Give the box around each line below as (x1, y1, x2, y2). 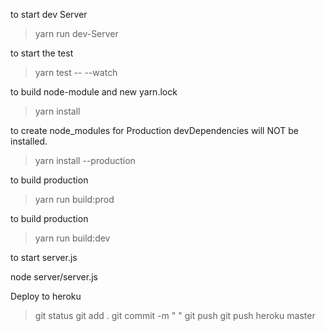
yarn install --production (34, 155, 136, 166)
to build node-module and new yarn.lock (10, 86, 178, 98)
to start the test (10, 47, 74, 59)
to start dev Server (10, 9, 88, 20)
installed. (10, 135, 48, 147)
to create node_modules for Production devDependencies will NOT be (10, 125, 299, 136)
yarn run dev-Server (34, 28, 119, 39)
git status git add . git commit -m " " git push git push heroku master (34, 310, 316, 321)
